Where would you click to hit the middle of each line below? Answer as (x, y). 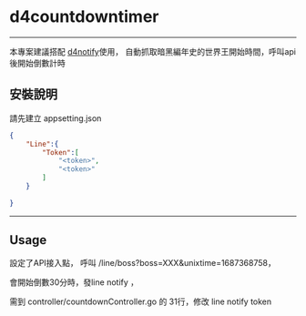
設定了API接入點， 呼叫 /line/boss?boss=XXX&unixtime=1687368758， (143, 263)
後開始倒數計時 (37, 63)
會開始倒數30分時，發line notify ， (74, 282)
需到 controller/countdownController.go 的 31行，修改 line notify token (141, 301)
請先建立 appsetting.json (56, 118)
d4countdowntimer (84, 17)
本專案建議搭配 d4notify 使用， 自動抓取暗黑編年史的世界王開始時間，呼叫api (153, 51)
